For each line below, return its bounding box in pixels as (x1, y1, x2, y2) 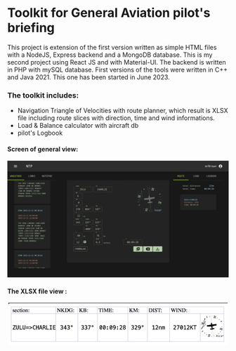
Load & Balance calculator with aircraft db (17, 121, 139, 130)
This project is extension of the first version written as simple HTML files (7, 43, 217, 51)
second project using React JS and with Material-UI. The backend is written (7, 58, 226, 66)
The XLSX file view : (7, 286, 67, 296)
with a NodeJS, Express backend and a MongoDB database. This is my (7, 51, 213, 59)
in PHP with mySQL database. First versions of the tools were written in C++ (7, 65, 228, 74)
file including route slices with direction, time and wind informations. (17, 114, 216, 122)
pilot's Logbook (17, 128, 63, 138)
